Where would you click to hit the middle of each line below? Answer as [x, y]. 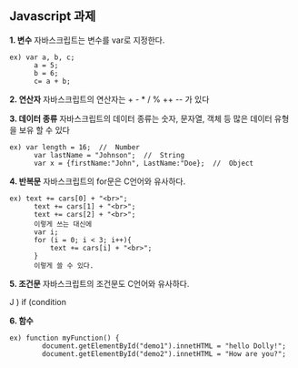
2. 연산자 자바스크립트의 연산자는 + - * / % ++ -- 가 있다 [109, 99]
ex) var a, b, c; [42, 57]
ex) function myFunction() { [65, 338]
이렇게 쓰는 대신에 [63, 224]
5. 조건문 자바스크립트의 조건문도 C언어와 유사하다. [99, 283]
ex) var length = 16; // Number [75, 147]
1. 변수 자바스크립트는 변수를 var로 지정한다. [87, 40]
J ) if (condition [38, 302]
